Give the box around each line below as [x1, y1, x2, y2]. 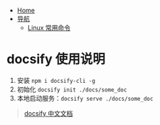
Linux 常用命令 [27, 24, 71, 31]
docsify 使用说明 [6, 51, 106, 67]
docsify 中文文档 [23, 109, 73, 117]
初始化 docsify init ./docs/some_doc [16, 85, 127, 94]
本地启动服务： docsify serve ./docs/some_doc [16, 94, 154, 102]
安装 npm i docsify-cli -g [16, 76, 95, 84]
